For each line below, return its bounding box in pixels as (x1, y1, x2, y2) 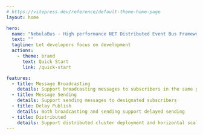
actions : (11, 47, 34, 54)
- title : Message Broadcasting (11, 80, 91, 87)
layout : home (6, 14, 39, 20)
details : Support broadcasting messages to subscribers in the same (17, 86, 193, 92)
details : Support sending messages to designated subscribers (17, 97, 177, 104)
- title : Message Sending (11, 92, 77, 98)
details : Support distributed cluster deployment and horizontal (17, 119, 185, 126)
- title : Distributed (11, 114, 66, 120)
